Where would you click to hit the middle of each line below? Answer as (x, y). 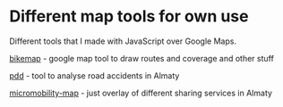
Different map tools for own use (129, 16)
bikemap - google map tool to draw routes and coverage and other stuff (142, 58)
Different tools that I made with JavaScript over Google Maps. (123, 41)
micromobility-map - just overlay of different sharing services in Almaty (141, 93)
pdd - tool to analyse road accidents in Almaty (94, 75)
